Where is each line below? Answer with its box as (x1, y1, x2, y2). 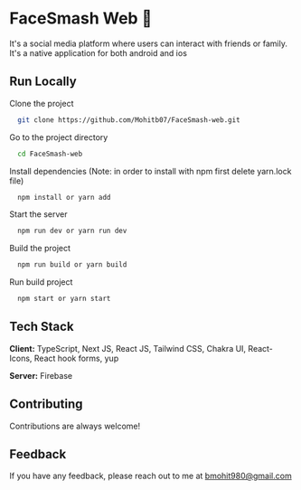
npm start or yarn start (17, 294, 111, 304)
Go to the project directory (9, 131, 108, 143)
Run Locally (9, 74, 77, 90)
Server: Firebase (9, 370, 73, 381)
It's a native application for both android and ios (9, 47, 188, 58)
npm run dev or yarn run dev (17, 226, 127, 236)
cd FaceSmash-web (17, 149, 83, 158)
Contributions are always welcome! (9, 420, 141, 431)
